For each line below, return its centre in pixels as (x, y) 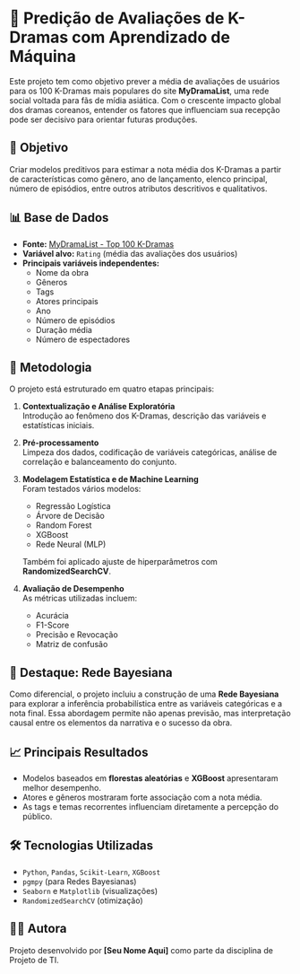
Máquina (43, 57)
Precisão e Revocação (77, 635)
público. (37, 816)
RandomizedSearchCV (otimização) (82, 900)
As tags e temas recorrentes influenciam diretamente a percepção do (150, 807)
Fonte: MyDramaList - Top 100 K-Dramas (98, 244)
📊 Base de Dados (59, 218)
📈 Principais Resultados (79, 752)
